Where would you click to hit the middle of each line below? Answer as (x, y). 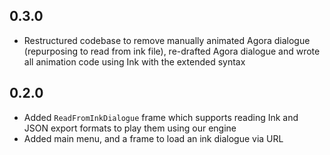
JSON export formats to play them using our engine (130, 128)
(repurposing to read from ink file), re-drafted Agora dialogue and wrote (172, 51)
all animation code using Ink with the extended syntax (134, 61)
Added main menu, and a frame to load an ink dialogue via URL (153, 138)
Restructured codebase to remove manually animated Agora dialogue (167, 40)
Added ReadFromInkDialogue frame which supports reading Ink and (161, 117)
